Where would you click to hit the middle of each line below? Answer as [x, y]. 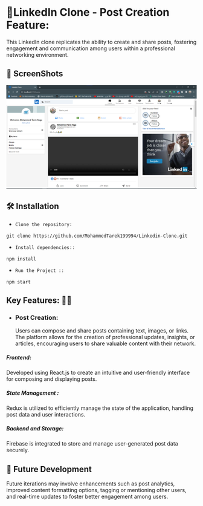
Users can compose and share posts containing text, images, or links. [102, 331]
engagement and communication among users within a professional [91, 48]
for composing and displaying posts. [52, 379]
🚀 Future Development [49, 469]
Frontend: [19, 357]
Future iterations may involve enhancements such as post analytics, [91, 484]
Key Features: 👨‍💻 [39, 301]
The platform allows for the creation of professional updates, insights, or [105, 337]
